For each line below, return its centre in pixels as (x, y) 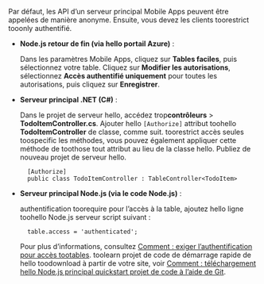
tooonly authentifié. (40, 28)
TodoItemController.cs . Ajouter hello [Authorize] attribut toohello (128, 123)
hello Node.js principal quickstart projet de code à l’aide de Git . (123, 272)
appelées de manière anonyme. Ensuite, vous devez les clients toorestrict (129, 20)
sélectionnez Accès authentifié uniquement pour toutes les (118, 76)
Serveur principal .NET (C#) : (68, 100)
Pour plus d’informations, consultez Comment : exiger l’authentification (136, 246)
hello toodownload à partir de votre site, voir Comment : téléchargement (138, 263)
